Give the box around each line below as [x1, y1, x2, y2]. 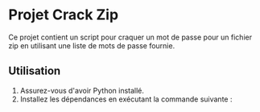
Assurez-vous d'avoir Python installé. [19, 85, 145, 95]
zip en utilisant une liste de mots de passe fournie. [8, 40, 175, 50]
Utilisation [8, 64, 61, 78]
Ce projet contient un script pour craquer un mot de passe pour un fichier [8, 32, 252, 42]
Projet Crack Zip [8, 6, 119, 24]
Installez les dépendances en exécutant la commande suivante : [19, 94, 233, 104]
